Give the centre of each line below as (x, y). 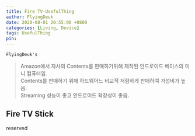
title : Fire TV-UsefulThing (40, 11)
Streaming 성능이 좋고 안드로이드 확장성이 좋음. (75, 95)
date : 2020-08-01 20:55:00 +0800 (47, 22)
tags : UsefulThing (28, 33)
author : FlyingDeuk (30, 17)
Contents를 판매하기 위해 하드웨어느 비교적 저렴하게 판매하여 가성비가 (100, 81)
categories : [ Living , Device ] (43, 28)
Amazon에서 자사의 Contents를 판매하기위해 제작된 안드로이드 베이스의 (102, 66)
